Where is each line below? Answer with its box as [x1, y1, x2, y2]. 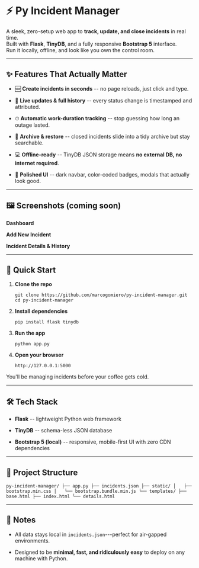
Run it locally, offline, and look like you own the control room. [6, 46, 155, 53]
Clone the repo [14, 281, 52, 288]
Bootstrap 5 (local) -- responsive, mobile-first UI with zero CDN [14, 438, 171, 445]
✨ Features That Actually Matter [6, 69, 127, 79]
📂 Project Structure [6, 467, 78, 477]
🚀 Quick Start [6, 265, 56, 275]
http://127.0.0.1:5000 [14, 363, 71, 369]
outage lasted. [14, 121, 50, 129]
